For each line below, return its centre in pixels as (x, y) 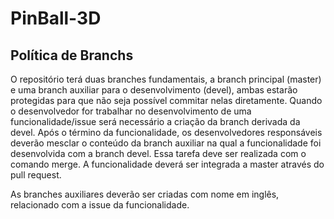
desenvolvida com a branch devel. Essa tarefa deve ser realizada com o (158, 153)
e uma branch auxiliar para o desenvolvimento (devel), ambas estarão (154, 90)
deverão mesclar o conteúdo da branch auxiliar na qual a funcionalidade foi (166, 143)
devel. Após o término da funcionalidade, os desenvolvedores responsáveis (166, 132)
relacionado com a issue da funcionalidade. (100, 205)
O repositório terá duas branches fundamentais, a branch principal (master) (166, 79)
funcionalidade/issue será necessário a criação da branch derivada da (155, 121)
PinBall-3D (56, 18)
